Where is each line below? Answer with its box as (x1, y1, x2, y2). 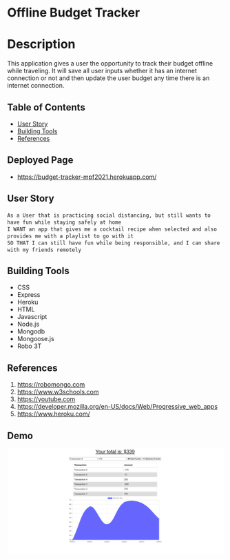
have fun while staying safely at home (7, 219, 122, 226)
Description (7, 37, 76, 52)
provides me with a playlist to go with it (7, 233, 134, 240)
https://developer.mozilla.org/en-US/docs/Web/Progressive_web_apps (17, 403, 218, 411)
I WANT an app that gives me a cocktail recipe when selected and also (7, 226, 217, 233)
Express (17, 291, 41, 299)
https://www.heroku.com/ (17, 409, 91, 418)
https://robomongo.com (17, 380, 85, 389)
